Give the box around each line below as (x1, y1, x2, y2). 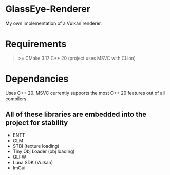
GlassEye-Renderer (5, 3, 91, 15)
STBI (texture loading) (12, 143, 60, 149)
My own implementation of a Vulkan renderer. (5, 20, 102, 26)
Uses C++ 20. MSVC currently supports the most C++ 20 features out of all (5, 90, 165, 96)
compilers (5, 95, 27, 102)
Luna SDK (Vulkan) (12, 159, 53, 165)
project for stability (5, 119, 68, 127)
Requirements (5, 38, 67, 50)
